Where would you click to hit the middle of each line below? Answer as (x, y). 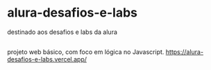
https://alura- (184, 52)
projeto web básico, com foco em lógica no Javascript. (86, 52)
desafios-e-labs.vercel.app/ (47, 60)
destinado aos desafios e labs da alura (62, 32)
